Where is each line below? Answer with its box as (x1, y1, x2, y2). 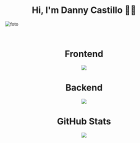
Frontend (64, 48, 103, 59)
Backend (65, 82, 103, 93)
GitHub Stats (56, 116, 111, 127)
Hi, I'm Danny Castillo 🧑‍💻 (31, 4, 136, 16)
